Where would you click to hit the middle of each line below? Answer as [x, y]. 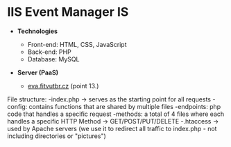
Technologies [37, 31]
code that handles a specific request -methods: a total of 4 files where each [116, 114]
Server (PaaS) [38, 72]
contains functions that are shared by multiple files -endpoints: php [125, 106]
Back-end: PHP [49, 52]
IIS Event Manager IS [68, 12]
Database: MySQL [53, 59]
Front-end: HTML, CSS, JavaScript [77, 44]
